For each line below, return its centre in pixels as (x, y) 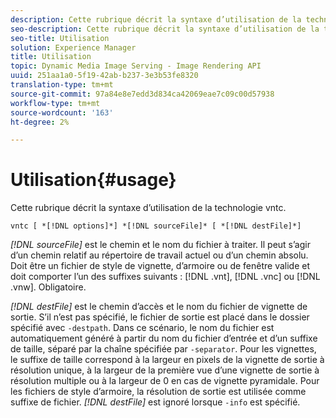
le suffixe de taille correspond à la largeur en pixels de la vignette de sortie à (167, 360)
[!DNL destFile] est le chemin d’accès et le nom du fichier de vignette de (159, 307)
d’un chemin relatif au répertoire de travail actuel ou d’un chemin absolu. (159, 255)
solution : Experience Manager (73, 47)
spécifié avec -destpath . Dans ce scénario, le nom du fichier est (142, 328)
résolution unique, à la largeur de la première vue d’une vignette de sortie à (165, 370)
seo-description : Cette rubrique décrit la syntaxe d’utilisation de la (165, 29)
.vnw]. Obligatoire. (48, 287)
